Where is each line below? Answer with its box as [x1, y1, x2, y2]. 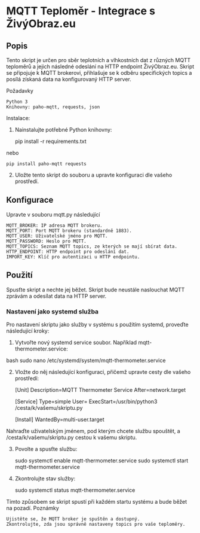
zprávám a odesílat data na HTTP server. [6, 292, 107, 300]
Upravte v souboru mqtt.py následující [6, 211, 100, 218]
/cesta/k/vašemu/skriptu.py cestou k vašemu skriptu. [6, 434, 137, 441]
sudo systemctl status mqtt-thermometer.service [14, 486, 136, 494]
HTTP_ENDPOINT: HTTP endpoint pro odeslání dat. [6, 248, 130, 255]
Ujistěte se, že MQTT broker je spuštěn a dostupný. [6, 516, 140, 522]
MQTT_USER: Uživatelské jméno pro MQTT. [6, 233, 109, 239]
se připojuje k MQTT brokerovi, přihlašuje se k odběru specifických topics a [6, 69, 192, 76]
